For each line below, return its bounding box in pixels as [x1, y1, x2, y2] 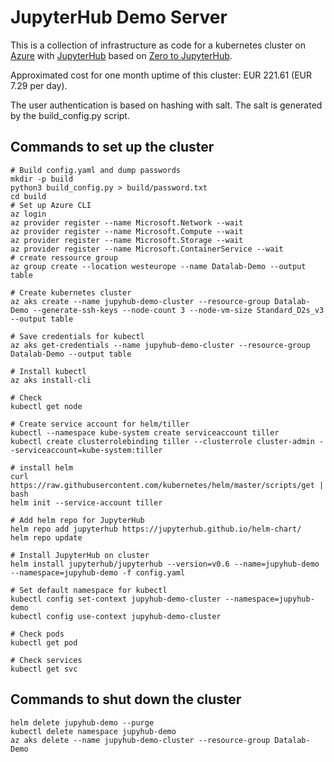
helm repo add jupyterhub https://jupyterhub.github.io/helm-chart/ [10, 524, 302, 534]
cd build [10, 191, 47, 201]
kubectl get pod [10, 637, 78, 648]
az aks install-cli [10, 375, 92, 385]
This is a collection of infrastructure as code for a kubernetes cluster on [10, 39, 306, 51]
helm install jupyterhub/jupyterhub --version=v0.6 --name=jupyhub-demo [10, 559, 320, 569]
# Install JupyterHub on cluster [10, 550, 150, 560]
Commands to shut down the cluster [10, 691, 242, 708]
